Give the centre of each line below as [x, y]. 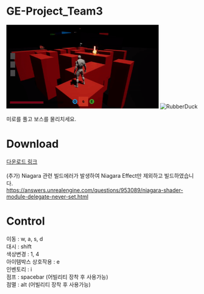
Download [33, 144]
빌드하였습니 [179, 175]
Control [26, 221]
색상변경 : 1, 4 [23, 254]
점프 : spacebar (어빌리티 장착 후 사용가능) [57, 277]
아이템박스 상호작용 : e [33, 261]
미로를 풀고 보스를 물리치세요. [41, 119]
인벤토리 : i [19, 269]
